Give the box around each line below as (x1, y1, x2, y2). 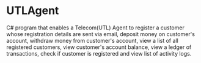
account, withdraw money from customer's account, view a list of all (6, 37, 178, 44)
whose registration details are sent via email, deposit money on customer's (6, 30, 196, 37)
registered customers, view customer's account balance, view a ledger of (6, 43, 192, 51)
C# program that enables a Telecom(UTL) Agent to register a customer (6, 24, 185, 31)
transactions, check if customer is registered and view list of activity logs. (6, 50, 192, 57)
